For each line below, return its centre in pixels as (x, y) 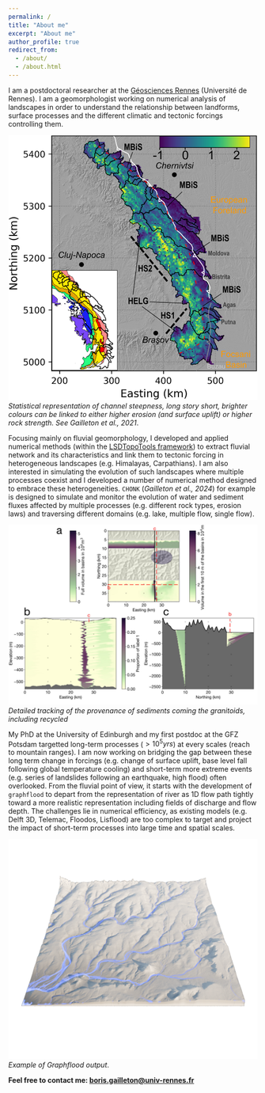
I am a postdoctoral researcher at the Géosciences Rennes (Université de (128, 90)
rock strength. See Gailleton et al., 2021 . (74, 423)
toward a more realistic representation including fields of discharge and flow (132, 803)
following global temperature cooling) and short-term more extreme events (130, 769)
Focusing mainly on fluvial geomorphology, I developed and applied (119, 438)
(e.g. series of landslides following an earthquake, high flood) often (117, 778)
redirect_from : (33, 50)
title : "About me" (38, 25)
